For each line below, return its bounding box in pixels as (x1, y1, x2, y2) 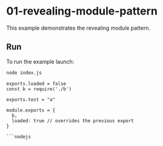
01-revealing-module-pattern (6, 4, 158, 18)
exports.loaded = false (6, 81, 67, 87)
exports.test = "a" (6, 96, 56, 102)
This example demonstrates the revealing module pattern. (6, 24, 151, 32)
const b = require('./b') (6, 86, 72, 92)
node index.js (6, 70, 42, 76)
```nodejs (6, 133, 32, 140)
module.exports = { (6, 107, 56, 113)
